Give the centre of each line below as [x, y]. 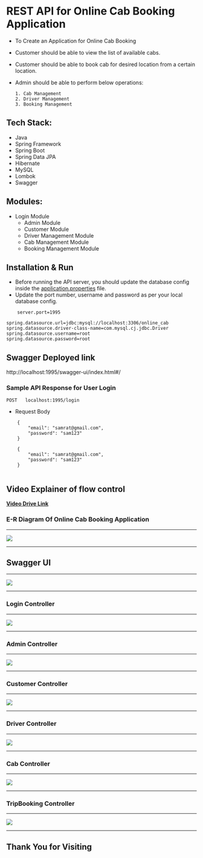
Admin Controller [32, 644]
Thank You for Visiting [49, 847]
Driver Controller [31, 724]
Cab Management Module [56, 242]
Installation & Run [40, 267]
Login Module [32, 216]
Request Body [32, 412]
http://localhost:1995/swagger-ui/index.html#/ [63, 372]
